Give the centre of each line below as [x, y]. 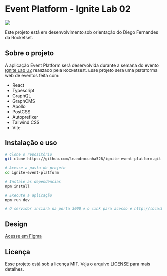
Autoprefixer [25, 117]
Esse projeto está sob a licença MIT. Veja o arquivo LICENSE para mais [78, 264]
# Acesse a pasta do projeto [35, 168]
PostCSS [21, 111]
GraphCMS [24, 101]
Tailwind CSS [26, 122]
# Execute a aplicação [29, 195]
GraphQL [22, 96]
